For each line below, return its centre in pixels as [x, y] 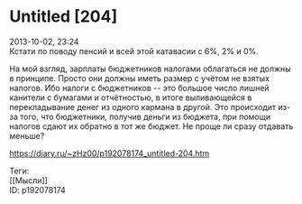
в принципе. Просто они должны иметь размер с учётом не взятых [140, 78]
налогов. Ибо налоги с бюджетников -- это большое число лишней [139, 88]
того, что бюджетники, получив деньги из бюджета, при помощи [145, 116]
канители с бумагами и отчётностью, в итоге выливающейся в [131, 97]
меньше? [27, 135]
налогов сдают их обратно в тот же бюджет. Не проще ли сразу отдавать [151, 126]
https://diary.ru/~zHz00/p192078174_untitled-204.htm [110, 153]
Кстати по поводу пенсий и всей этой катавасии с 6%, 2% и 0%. [134, 51]
